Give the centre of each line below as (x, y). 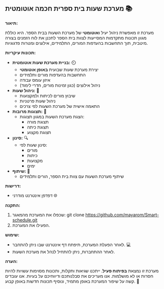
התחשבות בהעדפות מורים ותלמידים (53, 75)
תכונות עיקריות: (20, 52)
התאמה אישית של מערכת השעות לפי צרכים (60, 106)
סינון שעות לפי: (33, 145)
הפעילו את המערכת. (31, 225)
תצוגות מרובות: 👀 (29, 111)
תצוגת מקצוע (39, 132)
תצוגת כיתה (38, 127)
